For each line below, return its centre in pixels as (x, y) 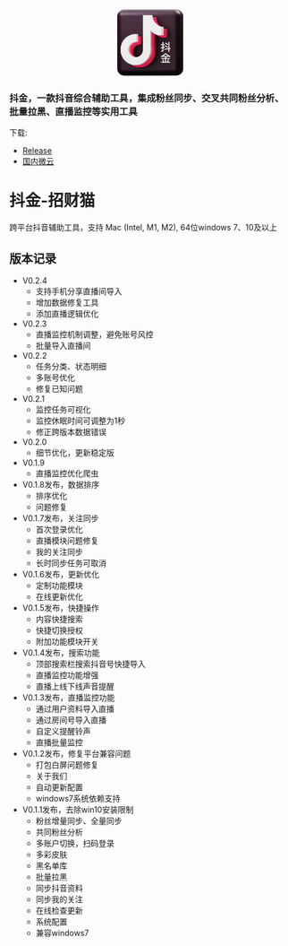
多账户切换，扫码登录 (75, 844)
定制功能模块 (59, 586)
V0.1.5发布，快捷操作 (61, 608)
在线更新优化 (59, 597)
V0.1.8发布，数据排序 (61, 485)
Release (37, 151)
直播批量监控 (59, 742)
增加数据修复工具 (67, 303)
